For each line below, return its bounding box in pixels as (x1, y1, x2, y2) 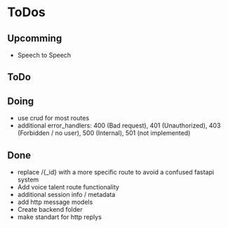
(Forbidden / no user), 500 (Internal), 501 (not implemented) (17, 129, 191, 137)
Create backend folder (17, 205, 83, 214)
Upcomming (7, 32, 62, 44)
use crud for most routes (17, 114, 90, 122)
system (17, 175, 39, 184)
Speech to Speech (17, 51, 72, 59)
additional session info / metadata (17, 191, 116, 199)
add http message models (17, 198, 93, 206)
